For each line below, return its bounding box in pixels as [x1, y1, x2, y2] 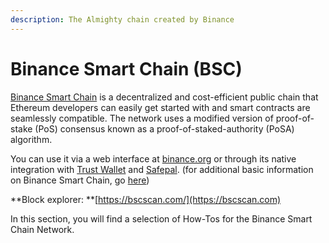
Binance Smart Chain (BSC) [10, 57, 243, 80]
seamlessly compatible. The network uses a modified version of [10, 112, 274, 124]
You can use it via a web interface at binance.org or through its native [10, 152, 297, 165]
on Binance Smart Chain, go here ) [10, 174, 150, 186]
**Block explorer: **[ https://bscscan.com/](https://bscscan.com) [10, 193, 282, 205]
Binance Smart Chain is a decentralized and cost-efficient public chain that [10, 91, 319, 103]
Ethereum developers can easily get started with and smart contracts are [10, 101, 311, 113]
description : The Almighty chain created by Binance [10, 14, 235, 25]
